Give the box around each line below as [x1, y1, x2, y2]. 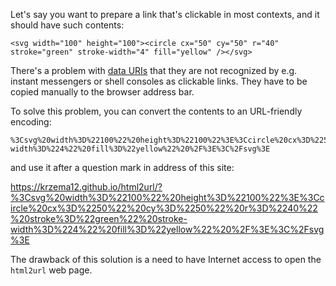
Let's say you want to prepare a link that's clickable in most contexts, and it [10, 9, 320, 20]
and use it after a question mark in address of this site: [10, 162, 235, 173]
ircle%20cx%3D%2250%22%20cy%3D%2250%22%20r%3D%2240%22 [10, 202, 318, 214]
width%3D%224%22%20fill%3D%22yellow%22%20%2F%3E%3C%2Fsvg [10, 224, 325, 235]
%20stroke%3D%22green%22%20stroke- [10, 213, 188, 224]
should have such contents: [10, 19, 125, 31]
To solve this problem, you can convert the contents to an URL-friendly [10, 105, 303, 117]
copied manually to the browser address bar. [10, 86, 195, 98]
